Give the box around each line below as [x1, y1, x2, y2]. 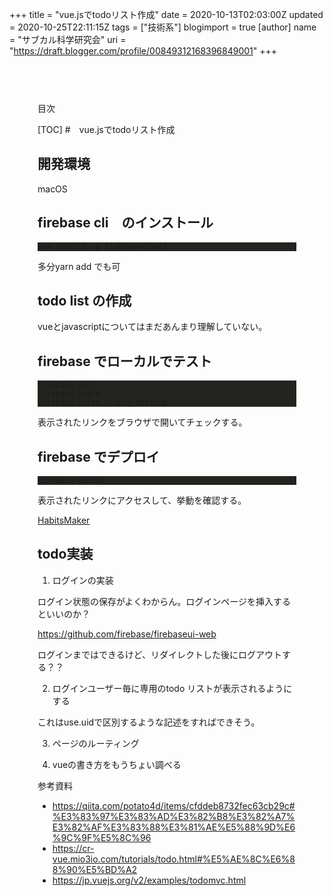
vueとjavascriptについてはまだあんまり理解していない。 [37, 321, 268, 333]
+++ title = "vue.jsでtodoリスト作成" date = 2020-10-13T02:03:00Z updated [9, 9, 324, 20]
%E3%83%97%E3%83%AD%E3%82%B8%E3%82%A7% [52, 810, 296, 822]
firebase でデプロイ [37, 448, 160, 465]
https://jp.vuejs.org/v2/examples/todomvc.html [52, 874, 247, 886]
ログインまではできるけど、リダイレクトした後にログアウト [37, 648, 283, 660]
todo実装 [37, 546, 94, 563]
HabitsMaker [37, 514, 91, 527]
